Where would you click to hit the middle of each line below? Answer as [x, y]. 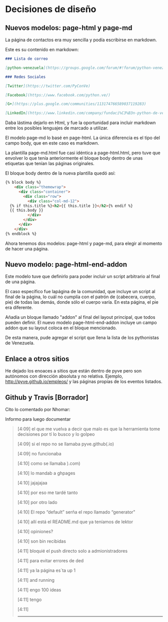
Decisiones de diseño [51, 9]
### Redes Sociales [25, 77]
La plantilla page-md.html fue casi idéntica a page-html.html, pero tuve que [83, 153]
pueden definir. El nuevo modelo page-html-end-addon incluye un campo [81, 323]
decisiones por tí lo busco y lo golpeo [56, 434]
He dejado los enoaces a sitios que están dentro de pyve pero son [73, 371]
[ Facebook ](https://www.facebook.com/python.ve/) [58, 95]
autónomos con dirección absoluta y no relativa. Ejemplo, [64, 376]
